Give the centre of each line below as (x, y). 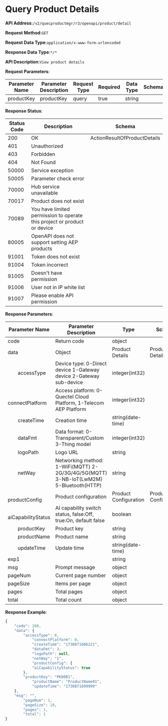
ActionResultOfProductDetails (125, 137)
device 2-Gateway (77, 376)
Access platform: (75, 390)
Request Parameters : (27, 71)
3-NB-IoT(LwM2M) (79, 479)
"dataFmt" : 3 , (46, 649)
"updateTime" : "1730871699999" (64, 686)
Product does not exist (57, 201)
